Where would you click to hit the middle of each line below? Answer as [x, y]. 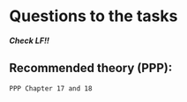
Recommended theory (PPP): [91, 68]
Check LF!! [30, 40]
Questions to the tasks [93, 16]
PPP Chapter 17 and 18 [51, 88]
